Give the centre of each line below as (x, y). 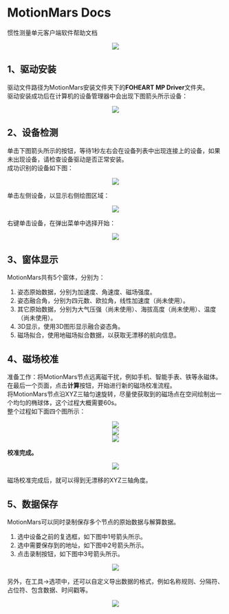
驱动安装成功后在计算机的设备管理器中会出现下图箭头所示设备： (97, 96)
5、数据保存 (33, 504)
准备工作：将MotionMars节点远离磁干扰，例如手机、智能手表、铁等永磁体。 (115, 377)
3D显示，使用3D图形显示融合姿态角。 (70, 327)
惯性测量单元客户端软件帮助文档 (52, 32)
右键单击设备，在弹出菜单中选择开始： (61, 223)
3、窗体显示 (33, 259)
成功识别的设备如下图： (40, 167)
